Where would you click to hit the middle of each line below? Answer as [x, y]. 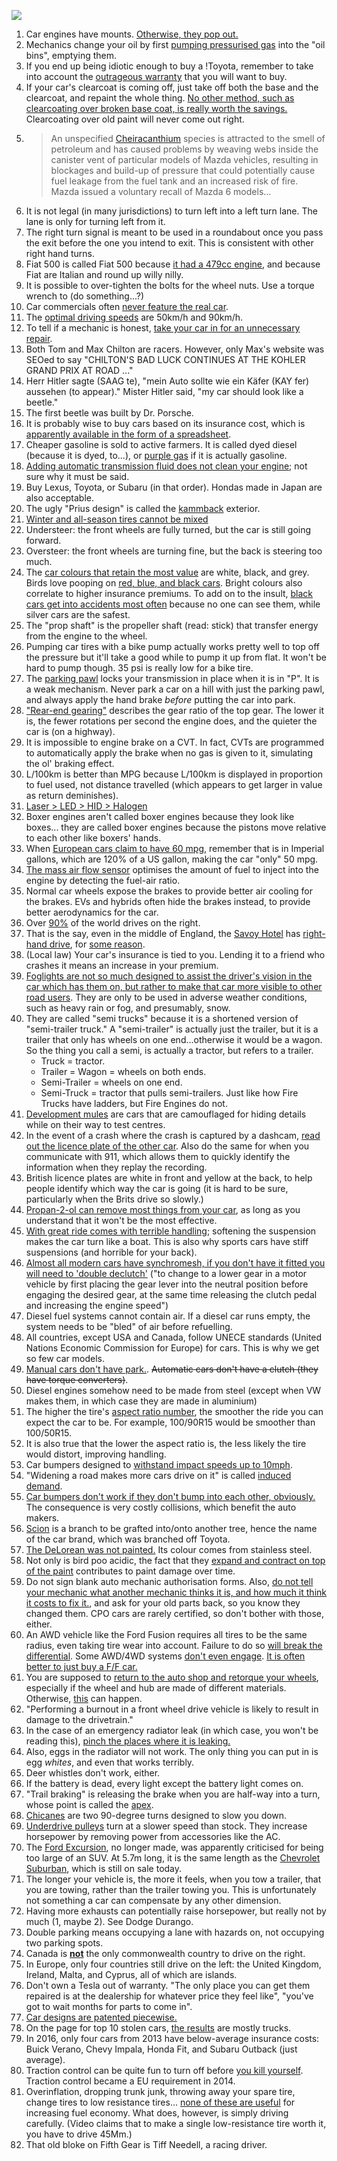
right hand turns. [60, 253]
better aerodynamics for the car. [92, 912]
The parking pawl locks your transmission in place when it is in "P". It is [172, 678]
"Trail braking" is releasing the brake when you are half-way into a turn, [173, 1794]
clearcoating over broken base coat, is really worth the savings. [156, 108]
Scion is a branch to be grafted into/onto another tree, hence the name [171, 1528]
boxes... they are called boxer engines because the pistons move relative [176, 827]
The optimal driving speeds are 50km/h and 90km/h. [134, 317]
